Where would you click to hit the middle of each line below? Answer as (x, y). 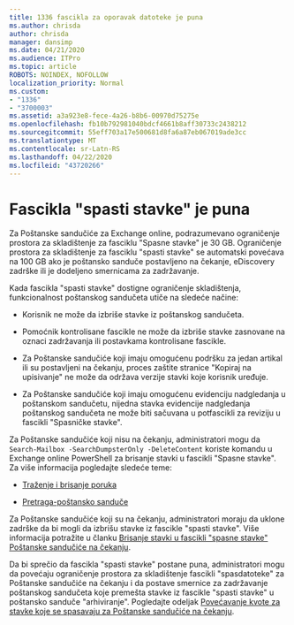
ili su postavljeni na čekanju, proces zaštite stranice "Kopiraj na (136, 368)
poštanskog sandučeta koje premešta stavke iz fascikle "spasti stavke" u (142, 592)
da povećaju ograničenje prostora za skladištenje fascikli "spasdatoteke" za (147, 574)
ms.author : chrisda (45, 26)
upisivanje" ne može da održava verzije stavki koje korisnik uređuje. (145, 377)
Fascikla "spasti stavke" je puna (130, 209)
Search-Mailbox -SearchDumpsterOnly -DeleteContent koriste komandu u (141, 449)
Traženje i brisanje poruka (69, 485)
